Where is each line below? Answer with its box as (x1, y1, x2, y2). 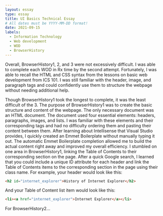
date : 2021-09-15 (5, 25, 40, 30)
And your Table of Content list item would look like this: (5, 187, 116, 193)
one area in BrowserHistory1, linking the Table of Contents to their (5, 148, 137, 154)
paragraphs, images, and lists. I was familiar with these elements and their (5, 118, 154, 123)
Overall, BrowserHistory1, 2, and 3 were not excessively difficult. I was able (5, 61, 156, 67)
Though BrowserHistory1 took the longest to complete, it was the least (5, 97, 146, 102)
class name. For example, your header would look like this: (5, 169, 123, 175)
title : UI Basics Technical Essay (5, 16, 75, 21)
